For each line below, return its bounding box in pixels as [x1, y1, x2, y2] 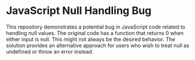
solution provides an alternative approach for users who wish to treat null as [6, 42, 190, 49]
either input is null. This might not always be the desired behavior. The [6, 36, 176, 43]
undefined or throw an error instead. [6, 48, 94, 55]
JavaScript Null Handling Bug [6, 4, 152, 17]
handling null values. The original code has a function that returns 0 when [6, 29, 184, 36]
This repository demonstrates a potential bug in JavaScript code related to [6, 23, 186, 30]
